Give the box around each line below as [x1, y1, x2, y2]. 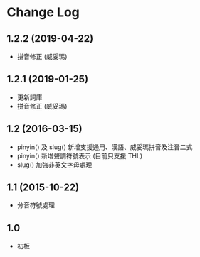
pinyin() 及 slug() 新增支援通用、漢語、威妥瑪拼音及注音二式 [16, 143, 193, 151]
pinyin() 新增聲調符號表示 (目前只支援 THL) [16, 151, 143, 160]
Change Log [6, 4, 80, 21]
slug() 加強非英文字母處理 [16, 160, 93, 169]
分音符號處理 [16, 201, 55, 209]
